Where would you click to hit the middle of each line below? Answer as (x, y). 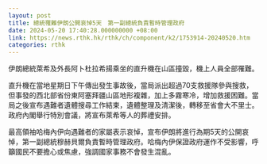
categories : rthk (37, 45)
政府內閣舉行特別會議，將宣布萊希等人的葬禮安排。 (92, 115)
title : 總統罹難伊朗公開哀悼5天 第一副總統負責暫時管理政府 (97, 23)
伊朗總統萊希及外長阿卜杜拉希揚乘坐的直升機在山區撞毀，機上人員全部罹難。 (133, 69)
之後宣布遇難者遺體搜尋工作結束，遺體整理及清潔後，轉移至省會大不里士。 (137, 105)
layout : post (30, 15)
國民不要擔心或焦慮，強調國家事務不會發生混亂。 (95, 152)
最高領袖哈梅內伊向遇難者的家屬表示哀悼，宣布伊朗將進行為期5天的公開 (125, 132)
